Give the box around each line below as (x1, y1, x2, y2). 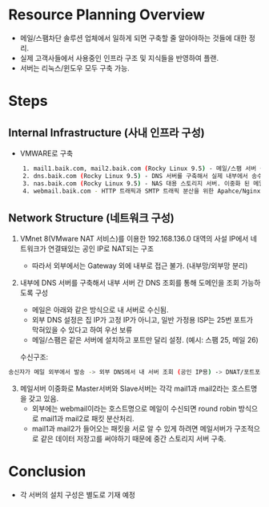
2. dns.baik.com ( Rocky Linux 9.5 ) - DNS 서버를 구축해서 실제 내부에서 (22, 172, 248, 180)
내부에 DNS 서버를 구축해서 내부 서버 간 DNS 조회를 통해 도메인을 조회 (19, 278, 240, 288)
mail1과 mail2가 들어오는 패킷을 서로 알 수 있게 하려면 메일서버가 (31, 424, 233, 434)
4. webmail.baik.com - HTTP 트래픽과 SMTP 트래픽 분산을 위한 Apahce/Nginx (22, 187, 261, 195)
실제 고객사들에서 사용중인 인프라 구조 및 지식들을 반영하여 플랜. (19, 53, 219, 63)
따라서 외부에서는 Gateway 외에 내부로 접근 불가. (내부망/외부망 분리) (31, 261, 248, 270)
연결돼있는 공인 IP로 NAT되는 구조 (47, 244, 155, 253)
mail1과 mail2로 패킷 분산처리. (40, 414, 134, 424)
